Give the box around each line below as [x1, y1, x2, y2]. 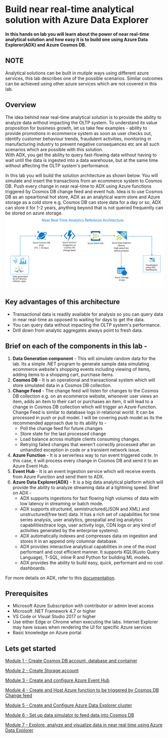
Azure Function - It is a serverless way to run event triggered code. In [12, 452, 158, 458]
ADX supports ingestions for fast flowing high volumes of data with [20, 495, 159, 501]
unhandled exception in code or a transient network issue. [20, 447, 141, 453]
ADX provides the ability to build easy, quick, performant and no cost [20, 559, 163, 566]
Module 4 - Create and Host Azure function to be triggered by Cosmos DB [5, 687, 159, 693]
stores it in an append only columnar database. [20, 538, 118, 544]
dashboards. [20, 565, 46, 571]
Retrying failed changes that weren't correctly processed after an [20, 441, 156, 447]
